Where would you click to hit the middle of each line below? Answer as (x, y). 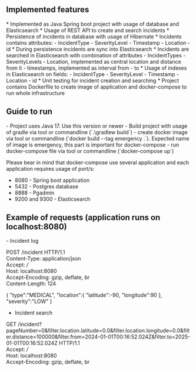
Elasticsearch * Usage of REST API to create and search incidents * (88, 30)
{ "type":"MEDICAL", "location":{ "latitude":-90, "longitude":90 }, (84, 295)
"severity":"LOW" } (29, 301)
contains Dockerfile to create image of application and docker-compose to (97, 87)
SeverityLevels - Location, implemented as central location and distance (94, 61)
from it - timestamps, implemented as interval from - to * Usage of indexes (97, 68)
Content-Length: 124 (31, 284)
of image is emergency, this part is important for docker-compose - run (93, 145)
